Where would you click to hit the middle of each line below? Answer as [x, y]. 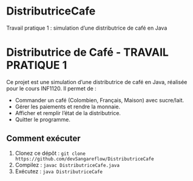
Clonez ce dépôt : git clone [50, 153]
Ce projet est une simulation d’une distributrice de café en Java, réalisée [97, 82]
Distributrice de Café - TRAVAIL [87, 52]
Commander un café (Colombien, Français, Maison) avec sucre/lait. [100, 100]
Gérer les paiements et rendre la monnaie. [67, 107]
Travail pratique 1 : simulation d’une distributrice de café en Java [87, 28]
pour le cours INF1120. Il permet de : [52, 88]
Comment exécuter [43, 138]
